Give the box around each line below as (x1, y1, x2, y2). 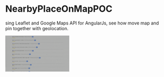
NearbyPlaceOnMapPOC (5, 3, 113, 15)
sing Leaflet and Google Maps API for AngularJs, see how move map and (5, 20, 159, 26)
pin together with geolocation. (5, 25, 69, 31)
